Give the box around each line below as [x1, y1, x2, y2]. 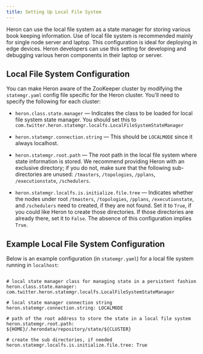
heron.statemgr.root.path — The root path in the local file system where [15, 151, 197, 158]
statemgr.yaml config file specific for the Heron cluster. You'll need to [6, 92, 180, 99]
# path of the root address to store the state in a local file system [6, 316, 191, 322]
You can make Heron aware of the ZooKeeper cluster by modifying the [6, 85, 183, 92]
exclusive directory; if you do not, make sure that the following [15, 165, 171, 172]
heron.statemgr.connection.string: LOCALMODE [6, 305, 123, 311]
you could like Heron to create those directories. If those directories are [15, 208, 194, 216]
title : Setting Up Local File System [6, 9, 102, 15]
